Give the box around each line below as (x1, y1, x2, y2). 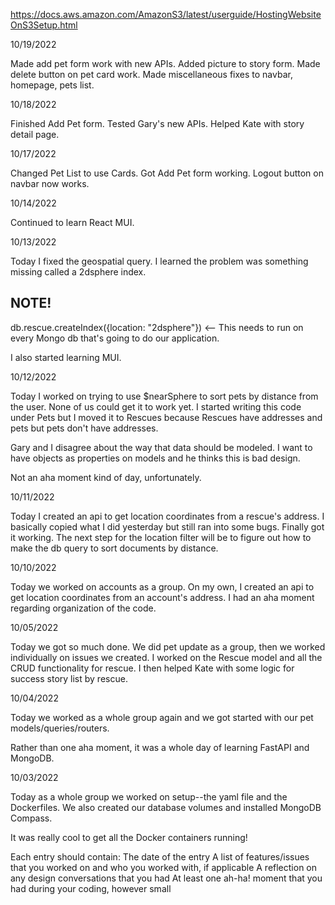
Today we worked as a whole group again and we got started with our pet (10, 711, 314, 723)
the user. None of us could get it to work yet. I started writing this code (10, 400, 302, 413)
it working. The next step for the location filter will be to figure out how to (10, 531, 312, 543)
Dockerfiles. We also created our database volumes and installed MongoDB (10, 801, 322, 813)
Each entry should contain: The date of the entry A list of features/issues (10, 850, 310, 863)
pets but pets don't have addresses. (10, 422, 159, 434)
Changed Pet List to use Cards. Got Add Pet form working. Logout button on (10, 167, 324, 179)
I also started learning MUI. (10, 351, 122, 363)
